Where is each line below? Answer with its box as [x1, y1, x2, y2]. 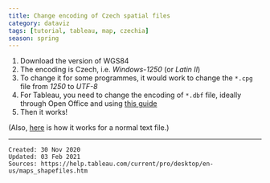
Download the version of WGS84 [19, 56, 129, 66]
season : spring [8, 34, 59, 43]
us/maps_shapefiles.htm [8, 167, 88, 175]
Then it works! [19, 108, 68, 117]
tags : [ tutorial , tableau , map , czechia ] [8, 26, 149, 35]
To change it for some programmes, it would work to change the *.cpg [19, 73, 253, 83]
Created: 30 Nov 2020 [8, 146, 81, 154]
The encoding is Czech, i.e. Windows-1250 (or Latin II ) [19, 65, 201, 75]
